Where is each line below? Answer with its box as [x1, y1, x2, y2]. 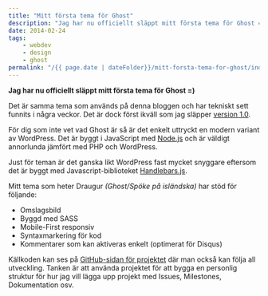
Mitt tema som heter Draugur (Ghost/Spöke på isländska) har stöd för [8, 181, 237, 191]
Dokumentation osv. [8, 280, 74, 290]
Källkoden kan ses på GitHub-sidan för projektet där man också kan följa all [8, 255, 256, 264]
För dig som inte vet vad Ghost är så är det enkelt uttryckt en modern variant [8, 124, 260, 134]
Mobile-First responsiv [19, 222, 95, 231]
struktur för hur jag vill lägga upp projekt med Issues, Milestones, [8, 271, 222, 281]
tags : [8, 34, 26, 42]
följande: [8, 189, 37, 199]
